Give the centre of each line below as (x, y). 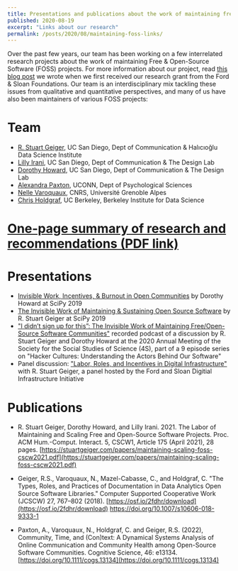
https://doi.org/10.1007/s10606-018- (162, 509)
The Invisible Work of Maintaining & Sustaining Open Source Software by (124, 311)
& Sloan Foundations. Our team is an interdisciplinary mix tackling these (112, 84)
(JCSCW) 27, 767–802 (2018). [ (63, 501)
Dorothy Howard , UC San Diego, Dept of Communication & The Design (121, 170)
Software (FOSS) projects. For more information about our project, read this (118, 69)
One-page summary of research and (117, 229)
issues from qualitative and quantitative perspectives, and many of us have (117, 92)
